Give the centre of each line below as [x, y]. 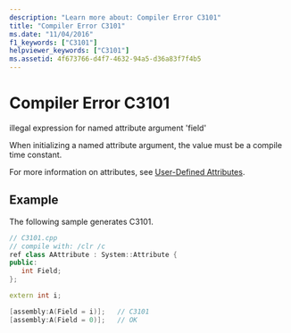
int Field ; [42, 271]
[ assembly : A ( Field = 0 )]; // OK [74, 320]
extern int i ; [36, 296]
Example [34, 200]
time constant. [36, 154]
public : [24, 263]
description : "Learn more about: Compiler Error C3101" [115, 17]
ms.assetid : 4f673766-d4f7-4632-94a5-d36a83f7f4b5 [105, 59]
